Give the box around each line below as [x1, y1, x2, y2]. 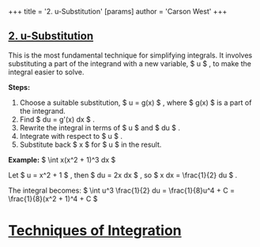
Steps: [8, 82, 30, 92]
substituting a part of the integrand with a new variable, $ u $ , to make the [8, 58, 251, 68]
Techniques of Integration [8, 222, 182, 239]
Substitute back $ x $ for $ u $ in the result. [19, 140, 162, 149]
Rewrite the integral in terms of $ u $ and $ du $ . [19, 122, 180, 133]
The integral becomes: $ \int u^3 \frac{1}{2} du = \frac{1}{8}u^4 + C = [8, 185, 236, 195]
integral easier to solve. [8, 67, 85, 77]
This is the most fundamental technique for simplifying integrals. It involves [8, 51, 253, 60]
